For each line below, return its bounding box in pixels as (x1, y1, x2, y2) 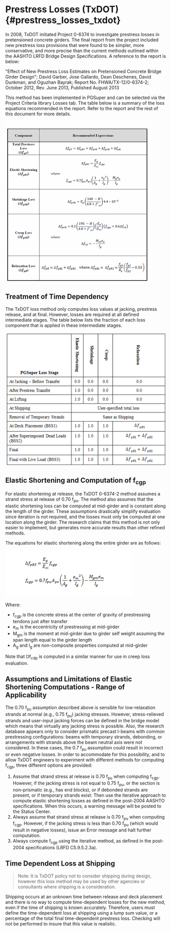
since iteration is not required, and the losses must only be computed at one (5, 514, 165, 520)
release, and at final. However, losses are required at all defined (5, 311, 139, 317)
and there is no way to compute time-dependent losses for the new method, (5, 899, 166, 905)
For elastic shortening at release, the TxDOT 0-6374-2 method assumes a (5, 491, 161, 497)
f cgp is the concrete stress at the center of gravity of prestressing (12, 611, 151, 619)
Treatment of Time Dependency (5, 292, 109, 301)
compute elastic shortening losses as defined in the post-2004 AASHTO (12, 797, 165, 803)
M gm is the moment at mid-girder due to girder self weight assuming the (12, 630, 165, 637)
